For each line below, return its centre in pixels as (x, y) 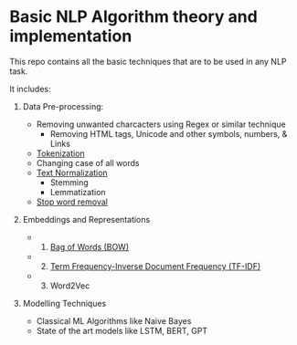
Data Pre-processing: (63, 106)
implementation (71, 36)
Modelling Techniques (64, 303)
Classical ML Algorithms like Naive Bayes (114, 320)
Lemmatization (78, 192)
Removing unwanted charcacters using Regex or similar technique (161, 124)
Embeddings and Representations (86, 219)
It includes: (30, 89)
